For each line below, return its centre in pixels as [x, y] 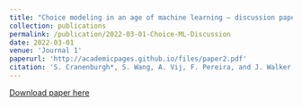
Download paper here [49, 92]
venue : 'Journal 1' [46, 51]
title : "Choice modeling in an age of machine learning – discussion [142, 17]
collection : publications [58, 26]
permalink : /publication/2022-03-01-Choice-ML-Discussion [120, 34]
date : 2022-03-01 [42, 42]
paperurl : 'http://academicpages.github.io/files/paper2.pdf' [128, 59]
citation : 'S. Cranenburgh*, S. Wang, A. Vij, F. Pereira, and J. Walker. [152, 68]
